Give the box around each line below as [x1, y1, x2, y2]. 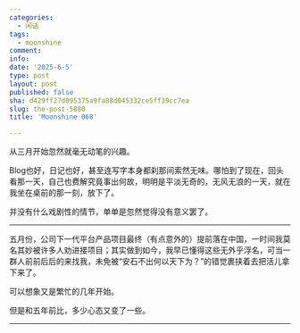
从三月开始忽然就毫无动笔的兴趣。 [9, 146, 135, 157]
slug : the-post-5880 [9, 104, 87, 113]
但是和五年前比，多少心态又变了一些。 [9, 305, 150, 316]
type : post [9, 71, 50, 80]
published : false [9, 87, 74, 96]
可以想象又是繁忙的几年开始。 [9, 287, 119, 297]
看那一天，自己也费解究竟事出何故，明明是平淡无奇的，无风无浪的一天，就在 [9, 176, 291, 187]
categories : [9, 12, 54, 22]
